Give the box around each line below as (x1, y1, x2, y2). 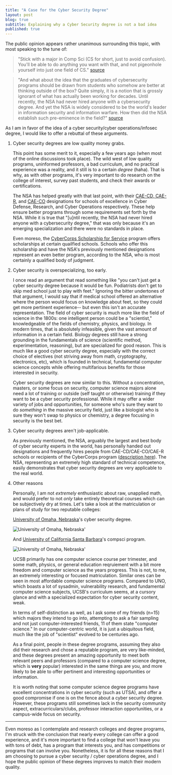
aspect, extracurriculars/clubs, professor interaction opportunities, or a (12, 706, 163, 712)
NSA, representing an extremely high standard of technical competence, (12, 459, 166, 465)
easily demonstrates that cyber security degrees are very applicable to (12, 465, 162, 471)
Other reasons (12, 480, 44, 486)
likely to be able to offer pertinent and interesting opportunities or (12, 668, 151, 675)
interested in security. (12, 370, 59, 376)
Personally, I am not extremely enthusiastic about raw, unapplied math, (12, 490, 162, 496)
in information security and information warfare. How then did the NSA (17, 110, 167, 116)
